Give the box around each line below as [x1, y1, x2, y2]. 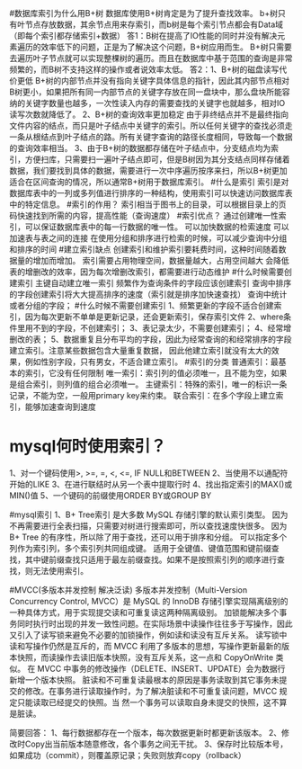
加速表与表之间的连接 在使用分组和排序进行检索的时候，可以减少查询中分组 [9, 233, 288, 243]
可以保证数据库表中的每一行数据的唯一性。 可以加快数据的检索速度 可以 [24, 221, 289, 232]
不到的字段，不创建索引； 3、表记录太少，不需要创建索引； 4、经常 [32, 323, 284, 333]
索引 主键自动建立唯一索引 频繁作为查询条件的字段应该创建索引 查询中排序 [16, 278, 292, 288]
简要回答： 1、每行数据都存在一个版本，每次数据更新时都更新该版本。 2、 [9, 727, 282, 738]
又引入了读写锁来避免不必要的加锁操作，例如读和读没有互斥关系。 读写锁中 [9, 629, 288, 640]
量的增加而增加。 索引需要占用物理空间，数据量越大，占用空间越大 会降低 [16, 255, 289, 265]
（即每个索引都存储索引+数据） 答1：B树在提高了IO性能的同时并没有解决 [9, 31, 278, 40]
